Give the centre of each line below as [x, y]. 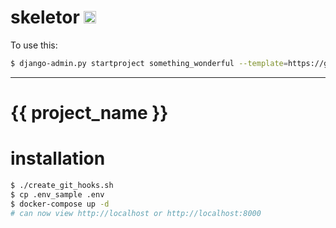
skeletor [45, 17]
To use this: [34, 45]
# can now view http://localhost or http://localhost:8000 [136, 213]
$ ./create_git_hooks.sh [62, 185]
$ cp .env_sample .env [57, 194]
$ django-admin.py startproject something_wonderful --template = [149, 63]
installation [58, 158]
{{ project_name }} [89, 113]
